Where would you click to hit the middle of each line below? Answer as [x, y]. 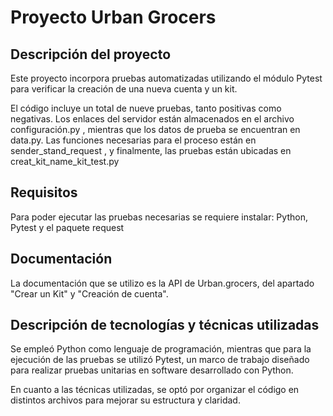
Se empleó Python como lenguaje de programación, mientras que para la [161, 349]
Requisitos [44, 192]
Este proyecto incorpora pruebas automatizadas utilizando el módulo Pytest [166, 78]
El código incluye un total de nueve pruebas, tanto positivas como [146, 108]
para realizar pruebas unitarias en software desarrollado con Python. [152, 370]
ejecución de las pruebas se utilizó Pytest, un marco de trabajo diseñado [160, 360]
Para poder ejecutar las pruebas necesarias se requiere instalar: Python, [159, 217]
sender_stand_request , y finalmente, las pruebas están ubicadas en [151, 150]
